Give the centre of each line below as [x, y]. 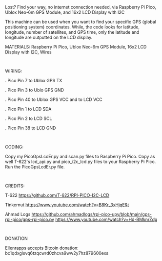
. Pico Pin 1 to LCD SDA [28, 109]
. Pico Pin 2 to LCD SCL [29, 119]
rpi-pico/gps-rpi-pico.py [30, 219]
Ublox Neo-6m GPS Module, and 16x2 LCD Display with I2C [65, 12]
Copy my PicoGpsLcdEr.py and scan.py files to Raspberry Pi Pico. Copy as [80, 156]
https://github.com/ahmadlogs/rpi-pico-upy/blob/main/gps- [92, 214]
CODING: [14, 147]
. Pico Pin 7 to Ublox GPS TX [34, 81]
